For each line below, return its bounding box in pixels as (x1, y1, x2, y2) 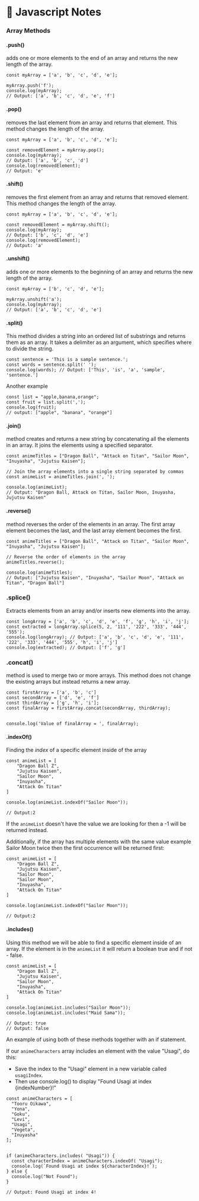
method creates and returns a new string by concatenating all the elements (6, 435, 190, 443)
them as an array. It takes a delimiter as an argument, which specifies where (6, 339, 192, 346)
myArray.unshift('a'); (6, 296, 62, 302)
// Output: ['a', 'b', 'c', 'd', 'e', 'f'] (6, 93, 115, 99)
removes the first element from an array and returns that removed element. (6, 193, 190, 201)
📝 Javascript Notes (6, 5, 102, 19)
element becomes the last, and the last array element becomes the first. (6, 527, 182, 534)
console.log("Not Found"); (11, 1173, 78, 1180)
